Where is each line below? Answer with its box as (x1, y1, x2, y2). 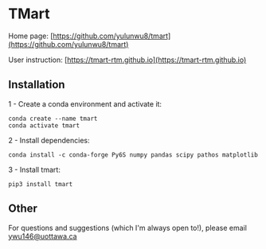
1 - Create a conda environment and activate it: (8, 99, 162, 108)
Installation (8, 78, 65, 91)
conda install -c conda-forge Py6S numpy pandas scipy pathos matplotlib (8, 150, 259, 159)
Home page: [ (8, 31, 53, 41)
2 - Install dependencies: (8, 135, 90, 145)
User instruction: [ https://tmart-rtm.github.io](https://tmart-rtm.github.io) (8, 55, 247, 64)
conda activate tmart (8, 121, 80, 130)
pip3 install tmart (8, 180, 73, 188)
